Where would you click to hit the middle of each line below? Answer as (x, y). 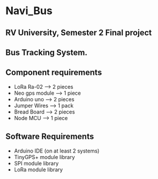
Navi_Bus (29, 11)
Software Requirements (50, 137)
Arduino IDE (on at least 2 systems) (57, 151)
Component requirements (54, 73)
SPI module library (36, 163)
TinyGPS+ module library (44, 157)
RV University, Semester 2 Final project (79, 33)
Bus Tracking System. (46, 52)
